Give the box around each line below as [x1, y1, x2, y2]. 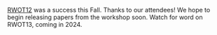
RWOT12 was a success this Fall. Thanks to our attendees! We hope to [7, 6, 211, 14]
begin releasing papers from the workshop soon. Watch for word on [7, 13, 203, 21]
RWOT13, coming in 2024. [7, 21, 83, 28]
